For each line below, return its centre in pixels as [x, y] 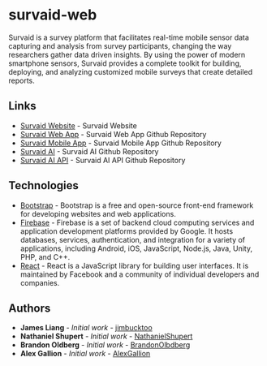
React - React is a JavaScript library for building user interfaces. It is [134, 265]
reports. [22, 80]
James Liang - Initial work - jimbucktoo [86, 328]
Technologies [44, 185]
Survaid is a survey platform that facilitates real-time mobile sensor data [129, 37]
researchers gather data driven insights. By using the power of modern [127, 54]
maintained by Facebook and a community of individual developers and [140, 274]
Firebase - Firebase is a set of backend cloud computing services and [137, 222]
